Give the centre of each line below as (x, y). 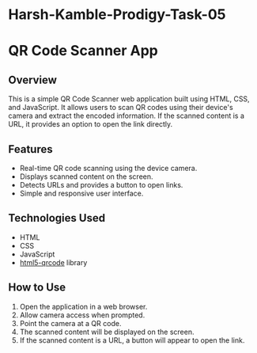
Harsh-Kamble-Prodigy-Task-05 (117, 15)
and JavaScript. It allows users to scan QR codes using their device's (121, 108)
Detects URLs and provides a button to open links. (101, 185)
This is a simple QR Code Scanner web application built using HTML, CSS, (129, 99)
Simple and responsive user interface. (81, 193)
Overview (33, 80)
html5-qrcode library (53, 262)
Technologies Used (57, 218)
